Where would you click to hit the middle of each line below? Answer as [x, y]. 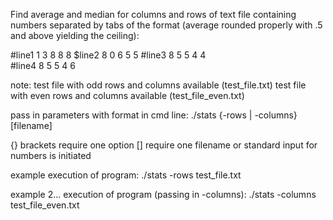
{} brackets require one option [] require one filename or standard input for [164, 145]
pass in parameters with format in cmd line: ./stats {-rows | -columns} [154, 115]
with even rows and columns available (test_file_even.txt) [127, 95]
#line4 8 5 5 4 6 [43, 65]
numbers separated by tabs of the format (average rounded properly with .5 [166, 25]
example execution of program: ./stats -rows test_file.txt [126, 175]
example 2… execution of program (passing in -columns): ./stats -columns [163, 194]
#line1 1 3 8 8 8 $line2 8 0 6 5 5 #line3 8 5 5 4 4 [108, 55]
